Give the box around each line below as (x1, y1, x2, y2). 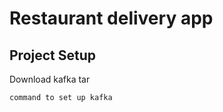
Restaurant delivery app (9, 7, 214, 30)
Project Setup (9, 47, 97, 64)
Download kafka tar (9, 73, 91, 85)
